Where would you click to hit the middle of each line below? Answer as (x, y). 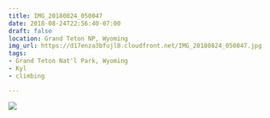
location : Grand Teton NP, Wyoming (68, 38)
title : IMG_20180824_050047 (56, 16)
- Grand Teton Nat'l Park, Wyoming (68, 61)
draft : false (30, 31)
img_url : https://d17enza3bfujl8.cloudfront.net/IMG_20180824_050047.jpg (135, 46)
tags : (17, 53)
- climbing (27, 76)
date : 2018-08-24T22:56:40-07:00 (65, 23)
